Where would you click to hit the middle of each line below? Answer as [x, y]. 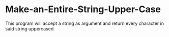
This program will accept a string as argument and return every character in [85, 23]
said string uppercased [30, 28]
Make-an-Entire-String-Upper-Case [83, 9]
